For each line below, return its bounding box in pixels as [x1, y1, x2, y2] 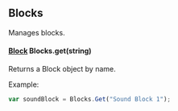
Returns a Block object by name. [8, 64, 117, 74]
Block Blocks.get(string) [8, 46, 92, 55]
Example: [8, 80, 39, 89]
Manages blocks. [8, 27, 66, 37]
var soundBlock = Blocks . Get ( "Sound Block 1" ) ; [8, 96, 172, 104]
